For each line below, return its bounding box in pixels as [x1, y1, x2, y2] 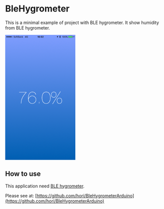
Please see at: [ [5, 192, 37, 198]
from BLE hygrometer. [5, 24, 50, 30]
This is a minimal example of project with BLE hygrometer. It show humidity [5, 19, 160, 25]
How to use [5, 169, 41, 178]
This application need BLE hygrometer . [5, 183, 85, 189]
